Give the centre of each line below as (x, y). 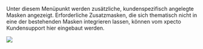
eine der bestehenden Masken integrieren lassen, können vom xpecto (94, 21)
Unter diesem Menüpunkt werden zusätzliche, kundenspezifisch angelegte (100, 9)
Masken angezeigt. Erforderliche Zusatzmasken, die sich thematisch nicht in (102, 15)
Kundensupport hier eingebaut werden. (56, 28)
